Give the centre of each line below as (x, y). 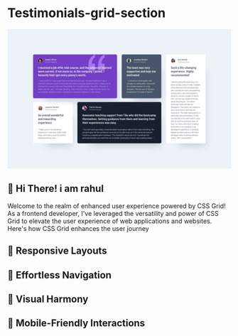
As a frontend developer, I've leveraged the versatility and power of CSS (113, 213)
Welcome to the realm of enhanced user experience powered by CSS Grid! (117, 206)
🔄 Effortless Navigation (60, 275)
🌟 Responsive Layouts (58, 251)
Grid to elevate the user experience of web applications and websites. (110, 221)
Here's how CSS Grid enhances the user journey (78, 228)
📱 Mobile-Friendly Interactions (76, 324)
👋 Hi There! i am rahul (56, 189)
